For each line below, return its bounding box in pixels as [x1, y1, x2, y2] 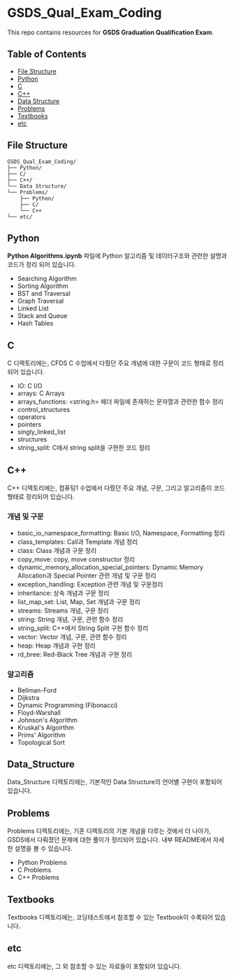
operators [17, 413, 46, 421]
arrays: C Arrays [17, 389, 65, 397]
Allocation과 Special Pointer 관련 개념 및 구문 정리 [17, 571, 156, 580]
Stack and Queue [17, 312, 68, 320]
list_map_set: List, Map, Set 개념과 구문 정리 [17, 598, 141, 606]
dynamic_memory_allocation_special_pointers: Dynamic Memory [17, 563, 204, 572]
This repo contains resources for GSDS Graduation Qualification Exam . [7, 28, 214, 36]
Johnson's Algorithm [17, 716, 78, 724]
